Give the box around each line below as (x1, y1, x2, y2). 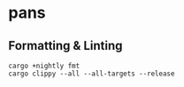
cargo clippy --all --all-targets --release (8, 69, 175, 78)
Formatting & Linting (8, 38, 123, 53)
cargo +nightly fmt (8, 61, 80, 70)
